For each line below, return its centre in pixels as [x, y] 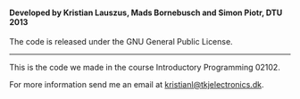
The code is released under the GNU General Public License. [121, 42]
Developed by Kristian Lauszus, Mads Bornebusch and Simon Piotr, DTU [146, 12]
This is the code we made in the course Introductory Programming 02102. [145, 68]
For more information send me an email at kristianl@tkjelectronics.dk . [137, 85]
